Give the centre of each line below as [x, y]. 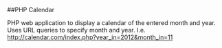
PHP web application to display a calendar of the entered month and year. [112, 23]
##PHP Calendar [31, 10]
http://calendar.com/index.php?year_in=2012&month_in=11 [90, 37]
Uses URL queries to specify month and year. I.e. [76, 30]
